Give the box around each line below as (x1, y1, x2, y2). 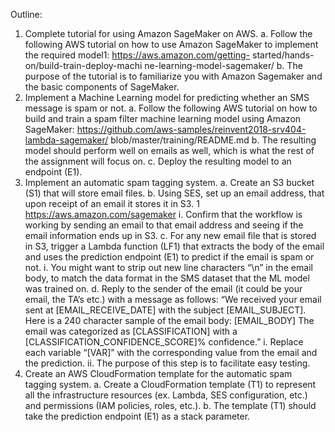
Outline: (10, 9, 43, 20)
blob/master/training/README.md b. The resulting (110, 134, 317, 146)
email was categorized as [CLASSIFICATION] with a (24, 325, 238, 337)
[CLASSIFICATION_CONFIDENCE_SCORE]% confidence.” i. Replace (24, 336, 304, 348)
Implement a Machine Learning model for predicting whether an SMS (24, 92, 310, 103)
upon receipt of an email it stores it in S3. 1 (24, 198, 200, 209)
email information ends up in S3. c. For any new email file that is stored (24, 230, 317, 241)
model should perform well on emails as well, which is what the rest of (24, 145, 315, 156)
